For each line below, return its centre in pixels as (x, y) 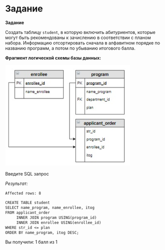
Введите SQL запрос (27, 174)
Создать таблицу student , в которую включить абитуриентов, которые (80, 32)
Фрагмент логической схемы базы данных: (53, 57)
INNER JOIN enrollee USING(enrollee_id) (59, 223)
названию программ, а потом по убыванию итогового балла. (70, 48)
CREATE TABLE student (28, 203)
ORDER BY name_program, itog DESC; (42, 233)
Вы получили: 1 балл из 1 (31, 242)
